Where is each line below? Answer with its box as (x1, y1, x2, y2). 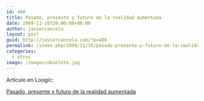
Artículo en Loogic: (6, 76, 54, 83)
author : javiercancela (6, 25, 64, 32)
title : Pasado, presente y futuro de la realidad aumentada (6, 15, 162, 21)
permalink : (6, 43, 34, 49)
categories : (6, 48, 36, 54)
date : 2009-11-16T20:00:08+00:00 (6, 20, 91, 26)
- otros (12, 54, 32, 60)
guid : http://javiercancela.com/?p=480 (6, 37, 107, 43)
